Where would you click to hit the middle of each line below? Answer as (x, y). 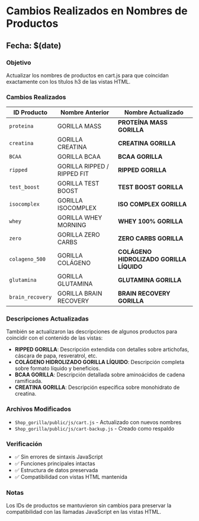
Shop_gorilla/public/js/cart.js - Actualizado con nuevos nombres (98, 422)
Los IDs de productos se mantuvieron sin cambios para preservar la (89, 506)
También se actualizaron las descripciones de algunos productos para (92, 332)
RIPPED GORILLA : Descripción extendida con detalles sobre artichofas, (102, 350)
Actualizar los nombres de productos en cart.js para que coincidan (87, 75)
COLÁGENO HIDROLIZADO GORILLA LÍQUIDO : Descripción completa (99, 362)
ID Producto (31, 112)
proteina (21, 126)
